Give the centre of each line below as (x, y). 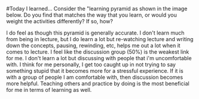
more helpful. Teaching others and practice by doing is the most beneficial (98, 83)
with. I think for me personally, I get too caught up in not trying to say (91, 64)
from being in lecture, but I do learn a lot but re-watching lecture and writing (100, 39)
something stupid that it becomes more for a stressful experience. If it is (95, 71)
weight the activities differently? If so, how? (60, 21)
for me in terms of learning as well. (49, 90)
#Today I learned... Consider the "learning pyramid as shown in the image (97, 9)
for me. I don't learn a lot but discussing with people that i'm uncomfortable (99, 58)
